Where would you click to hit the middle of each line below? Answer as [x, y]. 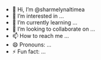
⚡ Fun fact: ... [29, 51]
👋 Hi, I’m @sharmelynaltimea [48, 9]
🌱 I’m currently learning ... [45, 22]
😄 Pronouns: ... [32, 45]
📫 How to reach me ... [40, 36]
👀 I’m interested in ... [38, 16]
